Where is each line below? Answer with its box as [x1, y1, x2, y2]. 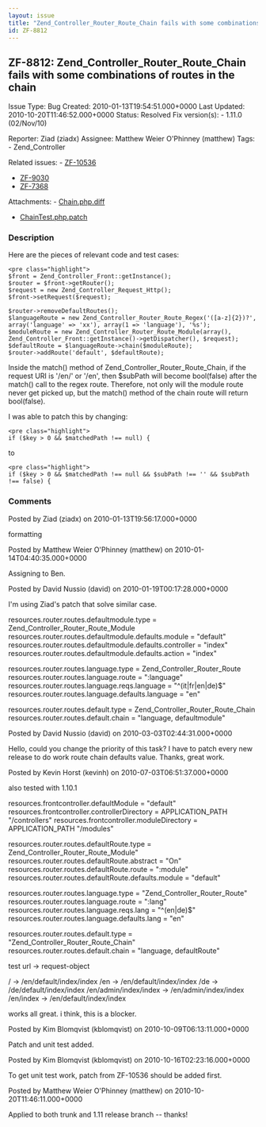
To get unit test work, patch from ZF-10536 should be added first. [8, 1070, 222, 1080]
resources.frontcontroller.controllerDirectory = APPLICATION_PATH [8, 807, 228, 816]
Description [8, 232, 55, 243]
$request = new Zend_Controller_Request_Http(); [8, 287, 172, 295]
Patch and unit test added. [8, 1040, 94, 1049]
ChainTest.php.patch [19, 212, 88, 222]
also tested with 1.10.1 [8, 783, 78, 793]
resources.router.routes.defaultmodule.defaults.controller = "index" [8, 640, 228, 650]
